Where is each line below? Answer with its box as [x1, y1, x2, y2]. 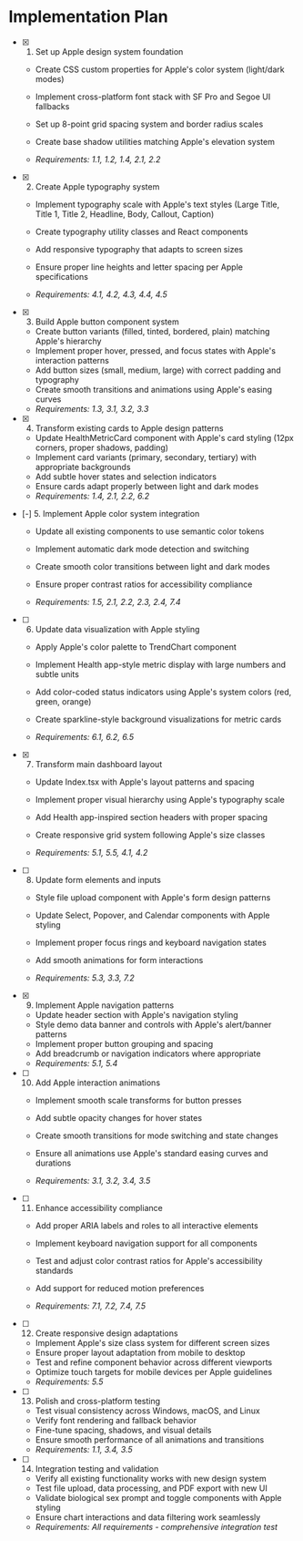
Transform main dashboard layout [35, 758, 163, 769]
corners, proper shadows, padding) [35, 442, 169, 453]
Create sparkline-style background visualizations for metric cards [35, 714, 282, 724]
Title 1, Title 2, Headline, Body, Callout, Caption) [35, 208, 215, 220]
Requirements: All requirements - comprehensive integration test [35, 1521, 278, 1532]
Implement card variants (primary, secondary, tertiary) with [35, 451, 257, 462]
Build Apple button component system [35, 316, 179, 327]
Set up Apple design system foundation [35, 46, 184, 57]
